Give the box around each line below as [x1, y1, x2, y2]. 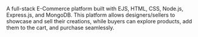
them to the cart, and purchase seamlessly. [6, 24, 115, 31]
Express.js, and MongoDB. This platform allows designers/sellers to [6, 11, 176, 18]
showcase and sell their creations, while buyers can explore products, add [6, 18, 193, 24]
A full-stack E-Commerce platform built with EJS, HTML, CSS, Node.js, [6, 5, 184, 12]
